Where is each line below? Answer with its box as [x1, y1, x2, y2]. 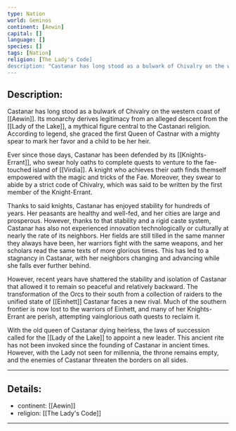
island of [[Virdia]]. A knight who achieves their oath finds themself [32, 166, 227, 174]
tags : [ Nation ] [7, 50, 52, 57]
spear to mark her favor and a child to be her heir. [7, 137, 151, 146]
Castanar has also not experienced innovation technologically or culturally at [7, 224, 229, 233]
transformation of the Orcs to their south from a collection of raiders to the [7, 290, 223, 299]
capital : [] [7, 30, 42, 37]
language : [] [7, 37, 46, 44]
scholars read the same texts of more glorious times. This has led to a [7, 247, 209, 255]
